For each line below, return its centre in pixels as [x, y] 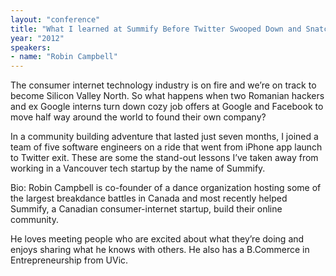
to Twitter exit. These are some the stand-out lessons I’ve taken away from [164, 158]
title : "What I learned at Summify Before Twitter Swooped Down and [156, 29]
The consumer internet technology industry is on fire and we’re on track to [163, 85]
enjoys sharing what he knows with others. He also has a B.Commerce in [160, 250]
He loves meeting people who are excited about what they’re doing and [157, 239]
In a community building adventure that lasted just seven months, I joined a [164, 137]
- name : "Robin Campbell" [64, 57]
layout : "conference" [55, 19]
